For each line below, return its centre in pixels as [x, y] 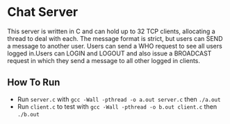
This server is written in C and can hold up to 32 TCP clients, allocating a [111, 31]
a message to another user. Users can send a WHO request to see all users [115, 46]
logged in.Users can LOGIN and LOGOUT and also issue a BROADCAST [109, 53]
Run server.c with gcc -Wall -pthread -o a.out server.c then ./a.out [119, 99]
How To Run [34, 83]
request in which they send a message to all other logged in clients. [104, 60]
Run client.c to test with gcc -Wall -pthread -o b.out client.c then [117, 106]
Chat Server [43, 12]
